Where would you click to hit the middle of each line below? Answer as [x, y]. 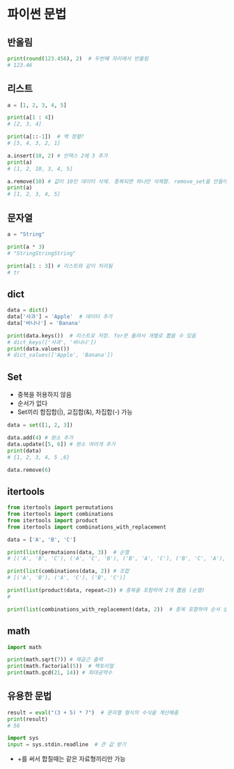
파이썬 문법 [37, 14]
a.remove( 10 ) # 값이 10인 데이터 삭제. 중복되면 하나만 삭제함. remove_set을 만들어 [117, 181]
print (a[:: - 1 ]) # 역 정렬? [46, 137]
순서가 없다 [32, 403]
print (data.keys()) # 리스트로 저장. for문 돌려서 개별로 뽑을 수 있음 [102, 335]
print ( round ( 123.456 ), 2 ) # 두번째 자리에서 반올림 [78, 59]
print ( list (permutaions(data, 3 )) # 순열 [68, 552]
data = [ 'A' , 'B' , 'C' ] [42, 540]
